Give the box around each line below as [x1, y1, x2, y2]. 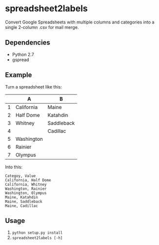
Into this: [5, 164, 23, 170]
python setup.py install [12, 230, 63, 235]
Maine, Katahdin [5, 195, 38, 200]
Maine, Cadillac [5, 203, 38, 208]
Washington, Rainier [5, 186, 47, 191]
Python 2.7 [12, 51, 34, 57]
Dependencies [5, 39, 50, 47]
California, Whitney [5, 182, 47, 187]
